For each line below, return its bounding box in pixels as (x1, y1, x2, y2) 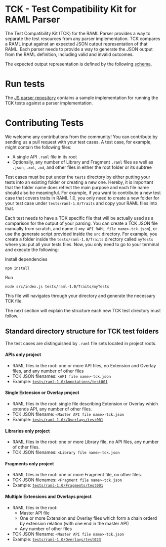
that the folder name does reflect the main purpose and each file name (5, 184, 149, 190)
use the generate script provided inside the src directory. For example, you (5, 231, 158, 237)
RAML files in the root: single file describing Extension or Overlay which (12, 401, 158, 407)
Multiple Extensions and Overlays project (5, 494, 92, 499)
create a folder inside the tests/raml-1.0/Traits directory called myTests (5, 236, 154, 242)
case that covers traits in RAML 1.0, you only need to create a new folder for (5, 195, 160, 201)
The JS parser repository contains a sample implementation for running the (5, 95, 158, 100)
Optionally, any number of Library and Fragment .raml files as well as (12, 159, 154, 165)
